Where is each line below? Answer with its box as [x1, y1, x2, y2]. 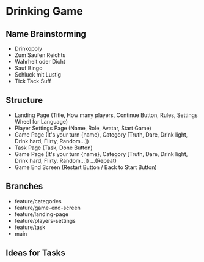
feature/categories [14, 197, 62, 204]
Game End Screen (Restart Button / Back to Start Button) [14, 163, 157, 171]
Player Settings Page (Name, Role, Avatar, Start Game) [14, 124, 152, 132]
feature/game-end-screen [14, 204, 81, 211]
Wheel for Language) [14, 118, 68, 125]
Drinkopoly [14, 45, 43, 52]
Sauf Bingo [14, 64, 43, 72]
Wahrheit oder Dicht [14, 58, 65, 65]
